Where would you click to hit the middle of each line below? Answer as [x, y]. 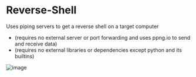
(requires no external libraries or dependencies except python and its [98, 50]
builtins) [24, 56]
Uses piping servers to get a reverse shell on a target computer [82, 26]
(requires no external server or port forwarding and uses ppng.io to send [102, 37]
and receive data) [36, 44]
